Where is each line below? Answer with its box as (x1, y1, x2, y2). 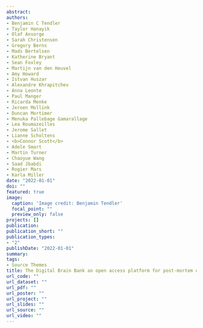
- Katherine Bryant (6, 54, 56, 60)
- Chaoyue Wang (6, 155, 45, 161)
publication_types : (6, 234, 56, 240)
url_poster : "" (6, 290, 45, 297)
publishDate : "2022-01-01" (6, 245, 74, 251)
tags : (6, 257, 20, 263)
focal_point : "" (11, 206, 53, 212)
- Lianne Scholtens (6, 133, 56, 139)
